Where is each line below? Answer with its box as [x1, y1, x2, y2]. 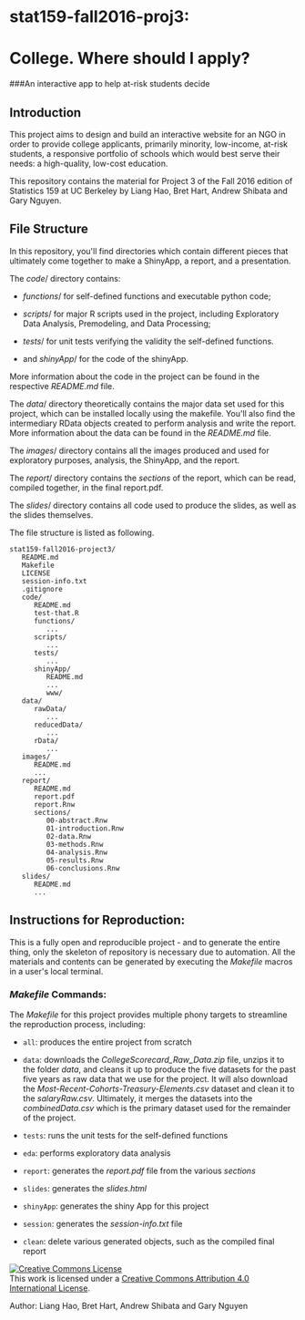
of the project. [22, 1112, 76, 1123]
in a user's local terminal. [9, 965, 104, 976]
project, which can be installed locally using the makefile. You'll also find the [9, 407, 296, 418]
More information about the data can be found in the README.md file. [9, 427, 271, 438]
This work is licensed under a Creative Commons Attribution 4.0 [9, 1273, 250, 1284]
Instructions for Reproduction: [9, 913, 185, 928]
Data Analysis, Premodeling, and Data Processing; [22, 317, 211, 329]
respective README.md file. [9, 380, 116, 391]
